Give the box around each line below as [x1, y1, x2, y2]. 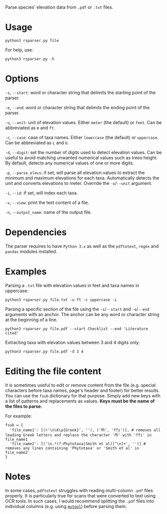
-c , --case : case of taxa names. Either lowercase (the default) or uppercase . [5, 134, 159, 140]
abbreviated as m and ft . [5, 125, 55, 131]
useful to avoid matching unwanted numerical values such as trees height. [5, 155, 158, 161]
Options [5, 73, 39, 84]
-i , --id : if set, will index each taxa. [5, 189, 78, 196]
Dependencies [5, 227, 67, 238]
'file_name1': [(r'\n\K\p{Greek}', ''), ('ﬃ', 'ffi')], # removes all [9, 427, 161, 433]
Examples [5, 266, 47, 277]
